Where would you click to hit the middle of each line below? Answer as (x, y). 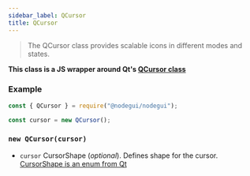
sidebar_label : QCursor (47, 15)
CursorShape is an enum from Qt (73, 163)
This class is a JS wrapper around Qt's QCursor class (97, 69)
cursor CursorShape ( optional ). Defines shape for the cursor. (119, 155)
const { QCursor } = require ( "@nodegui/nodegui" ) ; (93, 106)
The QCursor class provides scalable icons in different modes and (135, 45)
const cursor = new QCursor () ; (60, 120)
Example (25, 89)
